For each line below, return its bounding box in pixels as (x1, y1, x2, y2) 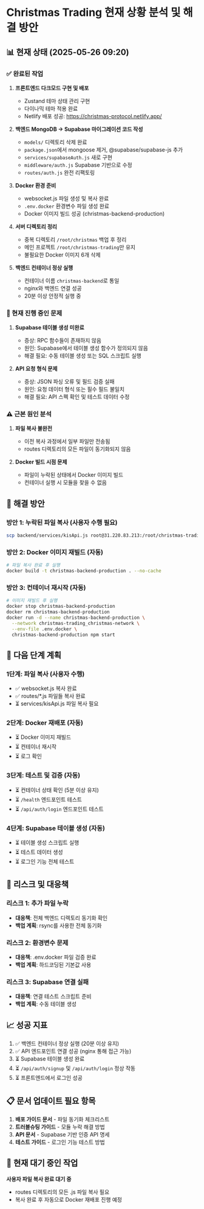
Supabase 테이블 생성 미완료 (15, 324, 85, 331)
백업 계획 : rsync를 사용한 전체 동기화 (15, 922, 102, 929)
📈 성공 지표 (6, 1020, 48, 1030)
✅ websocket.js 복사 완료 (15, 685, 77, 692)
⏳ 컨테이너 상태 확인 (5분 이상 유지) (15, 786, 99, 794)
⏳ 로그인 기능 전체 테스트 (15, 858, 75, 865)
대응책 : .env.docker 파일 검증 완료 (15, 954, 97, 961)
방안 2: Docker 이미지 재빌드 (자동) (6, 548, 103, 556)
